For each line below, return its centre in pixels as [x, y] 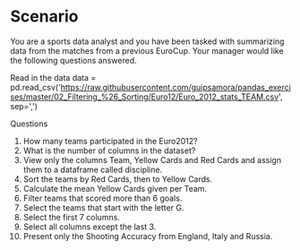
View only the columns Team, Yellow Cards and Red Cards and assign [152, 159]
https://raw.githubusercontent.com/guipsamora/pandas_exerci [176, 87]
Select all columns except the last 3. [90, 227]
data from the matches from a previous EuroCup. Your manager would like [147, 50]
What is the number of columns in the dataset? [109, 151]
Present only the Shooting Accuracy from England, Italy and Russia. [148, 236]
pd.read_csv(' [35, 87]
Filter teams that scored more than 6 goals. [103, 198]
